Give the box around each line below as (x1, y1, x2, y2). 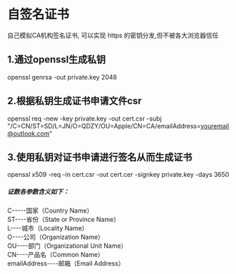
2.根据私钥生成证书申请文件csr (7, 95, 142, 107)
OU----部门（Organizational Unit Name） (7, 242, 128, 250)
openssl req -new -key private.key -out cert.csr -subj (7, 114, 162, 123)
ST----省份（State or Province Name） (7, 216, 120, 224)
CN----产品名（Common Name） (7, 251, 104, 259)
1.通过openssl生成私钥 (7, 54, 106, 66)
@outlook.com (7, 129, 50, 137)
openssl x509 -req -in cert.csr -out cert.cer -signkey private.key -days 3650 (7, 170, 230, 179)
